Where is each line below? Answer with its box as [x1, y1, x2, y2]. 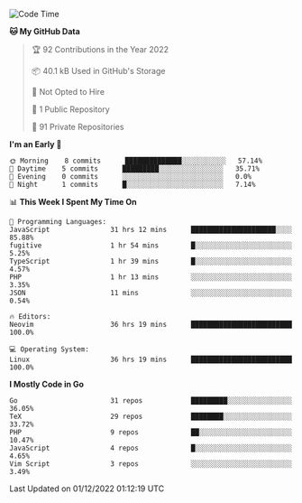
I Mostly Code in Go [9, 379, 84, 389]
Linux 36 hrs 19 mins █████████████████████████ [9, 355, 293, 364]
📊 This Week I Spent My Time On [9, 197, 137, 207]
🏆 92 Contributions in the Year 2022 [31, 44, 169, 54]
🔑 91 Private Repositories [31, 122, 124, 132]
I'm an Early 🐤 [9, 139, 62, 149]
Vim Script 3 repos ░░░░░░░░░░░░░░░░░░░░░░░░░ [9, 460, 293, 469]
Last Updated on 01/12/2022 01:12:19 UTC [9, 483, 165, 494]
